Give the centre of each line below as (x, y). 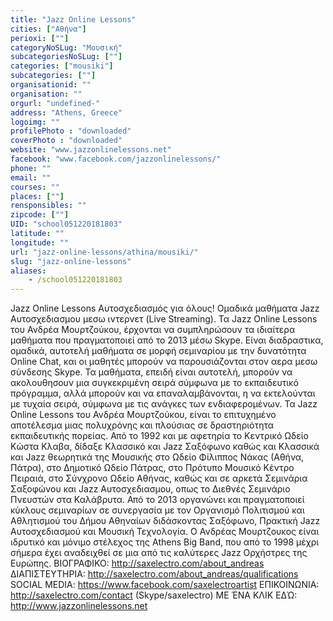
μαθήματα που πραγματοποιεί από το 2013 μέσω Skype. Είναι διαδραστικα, (167, 340)
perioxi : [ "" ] (40, 38)
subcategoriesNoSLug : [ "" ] (66, 57)
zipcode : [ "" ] (40, 215)
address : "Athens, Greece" (66, 112)
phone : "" (31, 168)
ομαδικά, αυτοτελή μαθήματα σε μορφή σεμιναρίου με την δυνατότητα (158, 351)
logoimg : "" (35, 122)
